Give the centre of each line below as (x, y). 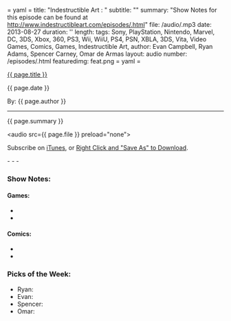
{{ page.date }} (29, 88)
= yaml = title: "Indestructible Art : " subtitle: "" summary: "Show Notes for (112, 10)
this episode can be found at (47, 17)
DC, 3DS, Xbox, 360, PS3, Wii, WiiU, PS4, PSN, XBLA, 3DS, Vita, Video (107, 39)
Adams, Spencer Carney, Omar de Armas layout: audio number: (97, 54)
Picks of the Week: (39, 274)
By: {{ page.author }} (37, 101)
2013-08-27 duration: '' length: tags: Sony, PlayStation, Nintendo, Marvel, (111, 32)
